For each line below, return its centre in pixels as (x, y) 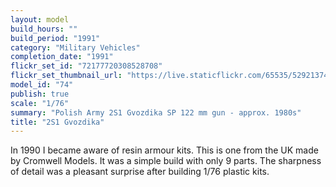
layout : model (40, 19)
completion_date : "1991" (62, 57)
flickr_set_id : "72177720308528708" (86, 66)
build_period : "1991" (55, 38)
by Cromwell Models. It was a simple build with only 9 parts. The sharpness (166, 161)
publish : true (40, 94)
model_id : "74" (42, 85)
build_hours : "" (44, 29)
